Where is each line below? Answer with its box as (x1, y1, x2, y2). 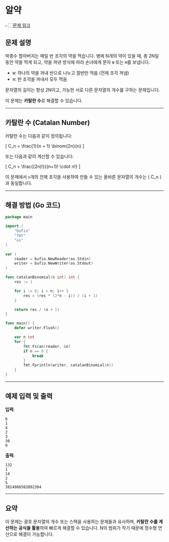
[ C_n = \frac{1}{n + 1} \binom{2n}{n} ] (5, 143, 84, 149)
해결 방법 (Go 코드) (5, 201, 61, 209)
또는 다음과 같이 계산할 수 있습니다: (5, 153, 74, 159)
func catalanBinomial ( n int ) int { (5, 275, 80, 280)
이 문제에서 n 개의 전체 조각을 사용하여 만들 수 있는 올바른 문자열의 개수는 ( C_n (5, 173, 159, 179)
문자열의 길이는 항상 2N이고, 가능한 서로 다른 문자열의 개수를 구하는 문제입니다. (5, 87, 160, 93)
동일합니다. (10, 180, 33, 186)
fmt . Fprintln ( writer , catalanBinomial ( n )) (23, 363, 114, 368)
